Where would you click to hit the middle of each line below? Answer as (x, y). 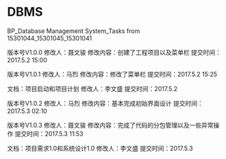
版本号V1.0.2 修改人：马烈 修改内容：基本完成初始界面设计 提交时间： (105, 103)
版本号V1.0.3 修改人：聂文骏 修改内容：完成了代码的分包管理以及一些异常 (110, 125)
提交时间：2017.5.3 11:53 (49, 134)
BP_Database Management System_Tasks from (74, 31)
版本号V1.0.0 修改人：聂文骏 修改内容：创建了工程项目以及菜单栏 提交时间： (114, 52)
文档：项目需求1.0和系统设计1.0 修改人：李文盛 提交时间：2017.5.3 (100, 148)
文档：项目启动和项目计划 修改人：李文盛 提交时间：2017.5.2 (92, 88)
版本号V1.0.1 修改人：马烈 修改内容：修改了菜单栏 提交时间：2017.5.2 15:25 (112, 74)
